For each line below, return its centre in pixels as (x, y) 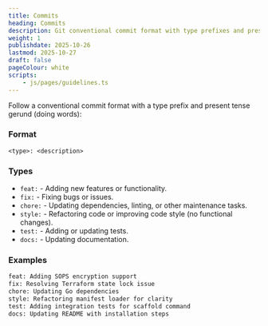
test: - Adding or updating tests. (74, 231)
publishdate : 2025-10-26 (49, 46)
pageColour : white (39, 68)
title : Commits (33, 16)
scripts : (23, 75)
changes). (36, 223)
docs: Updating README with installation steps (89, 314)
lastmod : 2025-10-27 (43, 53)
